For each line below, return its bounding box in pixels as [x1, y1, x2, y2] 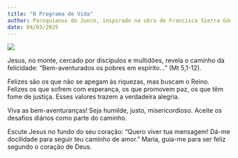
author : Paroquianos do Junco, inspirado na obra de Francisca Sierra [7, 17, 220, 24]
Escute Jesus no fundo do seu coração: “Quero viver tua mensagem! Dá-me [7, 128, 230, 136]
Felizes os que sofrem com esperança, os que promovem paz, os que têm [7, 85, 224, 94]
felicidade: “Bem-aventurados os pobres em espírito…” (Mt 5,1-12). [7, 64, 202, 72]
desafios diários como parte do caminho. [7, 114, 127, 123]
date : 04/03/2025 [7, 23, 59, 30]
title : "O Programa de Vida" [7, 10, 93, 18]
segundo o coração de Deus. [7, 142, 92, 151]
